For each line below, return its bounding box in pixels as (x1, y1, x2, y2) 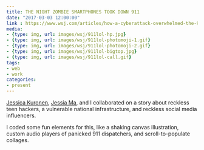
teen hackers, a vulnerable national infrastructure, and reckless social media (6, 106, 197, 112)
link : (6, 20, 23, 26)
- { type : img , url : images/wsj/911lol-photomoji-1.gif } (6, 37, 151, 43)
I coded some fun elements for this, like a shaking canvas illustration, (6, 124, 179, 131)
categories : (6, 77, 36, 83)
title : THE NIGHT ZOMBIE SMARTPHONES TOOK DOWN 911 (6, 9, 140, 15)
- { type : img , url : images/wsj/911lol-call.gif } (6, 54, 132, 60)
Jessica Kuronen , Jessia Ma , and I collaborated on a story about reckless (6, 99, 189, 106)
